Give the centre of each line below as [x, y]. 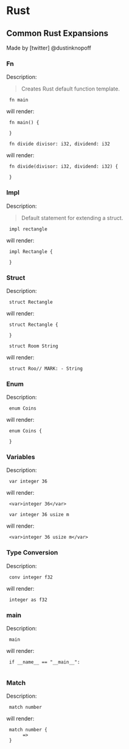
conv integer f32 [31, 577]
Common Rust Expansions [57, 33]
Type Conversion [32, 553]
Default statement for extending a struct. [72, 218]
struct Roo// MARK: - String [46, 368]
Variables [21, 457]
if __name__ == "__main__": [44, 662]
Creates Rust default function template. [70, 89]
